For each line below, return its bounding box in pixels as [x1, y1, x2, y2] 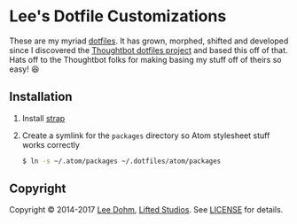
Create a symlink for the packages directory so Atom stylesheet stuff [21, 130, 270, 141]
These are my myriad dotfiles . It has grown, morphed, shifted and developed [9, 35, 289, 46]
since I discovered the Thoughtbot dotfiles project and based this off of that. [9, 44, 288, 55]
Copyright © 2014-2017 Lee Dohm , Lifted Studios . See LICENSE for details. [9, 205, 284, 215]
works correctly [21, 139, 80, 150]
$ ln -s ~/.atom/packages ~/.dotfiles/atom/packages [21, 157, 222, 166]
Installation [9, 89, 73, 104]
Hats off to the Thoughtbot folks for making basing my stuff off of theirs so [9, 54, 282, 65]
